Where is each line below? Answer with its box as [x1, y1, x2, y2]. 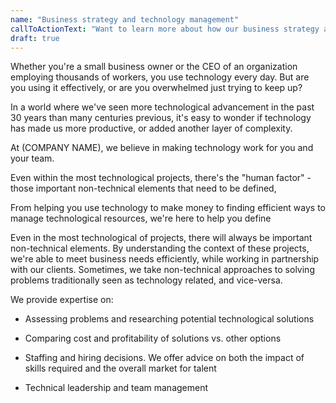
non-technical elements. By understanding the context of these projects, [10, 242, 310, 255]
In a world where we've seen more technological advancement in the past [10, 101, 315, 113]
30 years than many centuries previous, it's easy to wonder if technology [10, 112, 312, 124]
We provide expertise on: [10, 294, 114, 306]
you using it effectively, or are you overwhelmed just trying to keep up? [10, 82, 303, 94]
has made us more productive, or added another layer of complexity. [10, 122, 293, 135]
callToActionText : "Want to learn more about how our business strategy [10, 24, 320, 34]
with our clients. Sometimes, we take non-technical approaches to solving [10, 264, 315, 276]
